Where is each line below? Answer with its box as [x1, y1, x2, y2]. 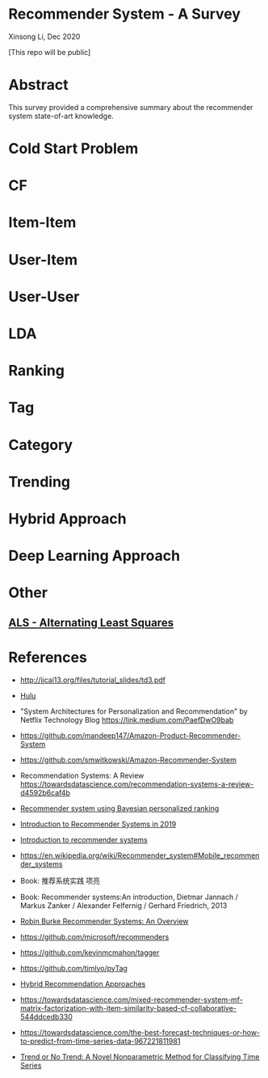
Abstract [8, 76, 69, 94]
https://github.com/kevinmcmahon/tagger [19, 948, 160, 957]
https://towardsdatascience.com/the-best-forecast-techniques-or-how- [19, 1027, 261, 1037]
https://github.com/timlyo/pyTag [19, 963, 128, 973]
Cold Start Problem [8, 139, 139, 158]
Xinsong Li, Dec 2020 [8, 32, 81, 41]
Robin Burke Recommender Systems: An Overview [19, 916, 189, 926]
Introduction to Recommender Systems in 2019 [19, 819, 177, 829]
